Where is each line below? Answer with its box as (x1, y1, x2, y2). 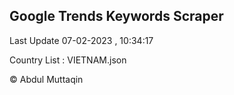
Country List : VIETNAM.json (9, 54, 127, 66)
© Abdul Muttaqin (9, 73, 84, 85)
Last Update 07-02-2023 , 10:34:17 (9, 34, 154, 46)
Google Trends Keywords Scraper (9, 8, 224, 25)
